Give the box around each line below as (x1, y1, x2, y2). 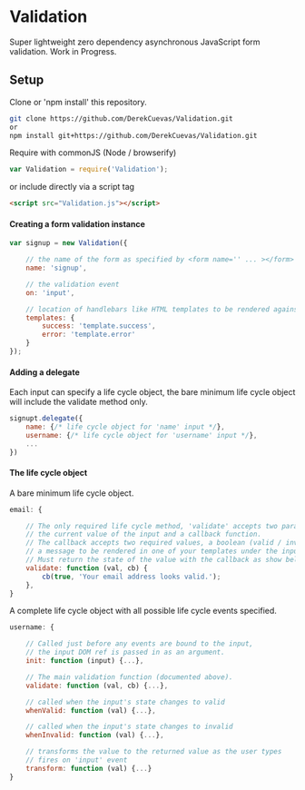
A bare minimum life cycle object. (9, 488, 134, 499)
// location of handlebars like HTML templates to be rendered (25, 304, 271, 314)
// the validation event (25, 280, 120, 289)
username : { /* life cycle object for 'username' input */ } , (25, 430, 258, 439)
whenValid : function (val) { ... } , (25, 706, 156, 715)
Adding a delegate (9, 366, 80, 378)
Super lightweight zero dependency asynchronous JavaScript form (9, 36, 261, 47)
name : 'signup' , (25, 263, 88, 273)
